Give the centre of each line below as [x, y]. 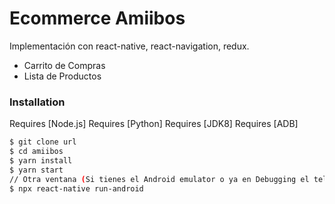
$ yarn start [36, 170]
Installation [37, 102]
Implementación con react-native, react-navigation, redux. [129, 46]
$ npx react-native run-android [76, 188]
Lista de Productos [62, 76]
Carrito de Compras [64, 65]
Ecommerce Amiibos [97, 18]
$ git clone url [43, 142]
